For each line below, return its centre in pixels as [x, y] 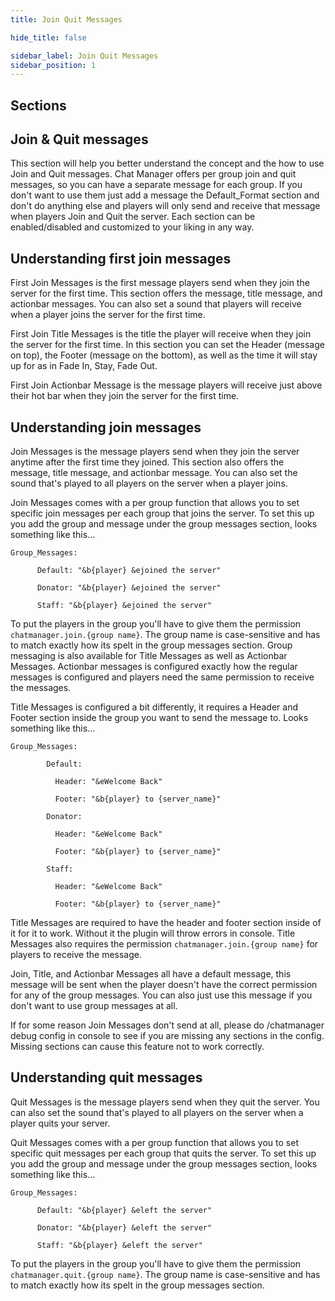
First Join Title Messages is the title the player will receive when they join [161, 334]
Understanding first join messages [121, 258]
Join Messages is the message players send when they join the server [155, 452]
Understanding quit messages [106, 1077]
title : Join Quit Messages [66, 19]
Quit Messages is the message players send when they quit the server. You [165, 1102]
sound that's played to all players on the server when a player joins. [149, 483]
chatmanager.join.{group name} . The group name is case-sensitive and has [165, 635]
